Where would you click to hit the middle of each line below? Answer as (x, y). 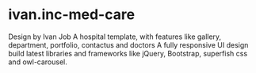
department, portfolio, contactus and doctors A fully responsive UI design (128, 44)
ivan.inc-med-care (72, 15)
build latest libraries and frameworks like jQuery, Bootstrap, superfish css (128, 53)
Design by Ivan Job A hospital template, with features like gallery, (115, 36)
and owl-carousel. (38, 62)
